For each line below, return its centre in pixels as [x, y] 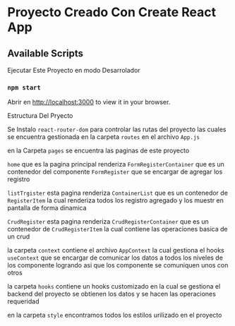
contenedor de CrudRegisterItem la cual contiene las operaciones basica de [117, 229]
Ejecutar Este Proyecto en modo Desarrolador [74, 70]
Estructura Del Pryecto [40, 116]
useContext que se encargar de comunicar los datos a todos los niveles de [115, 258]
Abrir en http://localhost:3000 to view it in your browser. [89, 102]
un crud [19, 236]
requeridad [24, 301]
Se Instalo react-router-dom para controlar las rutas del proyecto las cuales [117, 129]
